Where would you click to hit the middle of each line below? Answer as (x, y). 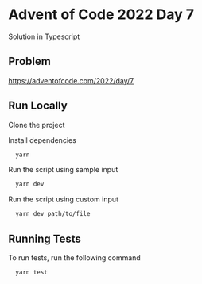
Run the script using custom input (64, 199)
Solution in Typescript (44, 36)
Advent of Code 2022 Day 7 (101, 15)
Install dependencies (43, 140)
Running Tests (45, 238)
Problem (30, 61)
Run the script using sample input (63, 170)
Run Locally (38, 106)
